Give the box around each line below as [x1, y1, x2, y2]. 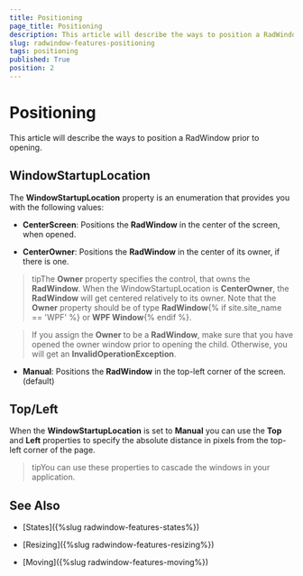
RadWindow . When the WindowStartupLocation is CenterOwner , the [31, 283, 289, 293]
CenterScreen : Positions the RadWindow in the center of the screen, [22, 218, 280, 230]
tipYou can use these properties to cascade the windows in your [31, 462, 271, 473]
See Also [9, 497, 60, 513]
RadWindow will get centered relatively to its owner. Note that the [31, 293, 277, 303]
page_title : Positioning [9, 22, 103, 31]
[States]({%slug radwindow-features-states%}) [22, 522, 200, 533]
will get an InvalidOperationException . [31, 348, 177, 359]
